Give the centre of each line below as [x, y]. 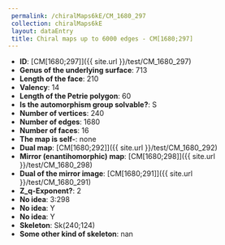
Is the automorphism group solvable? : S [88, 105]
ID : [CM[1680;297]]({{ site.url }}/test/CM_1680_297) [105, 62]
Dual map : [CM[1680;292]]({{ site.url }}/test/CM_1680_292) [119, 148]
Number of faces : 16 [54, 131]
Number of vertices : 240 [62, 114]
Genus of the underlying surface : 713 [83, 71]
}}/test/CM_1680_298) [56, 165]
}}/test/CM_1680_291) [55, 183]
